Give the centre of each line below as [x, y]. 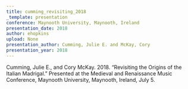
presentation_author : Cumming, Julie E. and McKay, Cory [78, 45]
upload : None [22, 39]
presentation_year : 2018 [37, 50]
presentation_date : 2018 [37, 28]
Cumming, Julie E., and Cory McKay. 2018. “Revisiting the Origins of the [94, 67]
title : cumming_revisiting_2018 [46, 12]
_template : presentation [37, 17]
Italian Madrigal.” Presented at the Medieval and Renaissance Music [89, 73]
